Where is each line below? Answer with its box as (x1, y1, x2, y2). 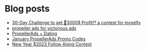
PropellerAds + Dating (11, 30, 58, 36)
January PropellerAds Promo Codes (11, 35, 86, 41)
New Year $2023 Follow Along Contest (11, 41, 92, 47)
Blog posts (4, 3, 50, 14)
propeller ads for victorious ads (11, 25, 77, 31)
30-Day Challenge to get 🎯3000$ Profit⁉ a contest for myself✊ (11, 19, 141, 25)
